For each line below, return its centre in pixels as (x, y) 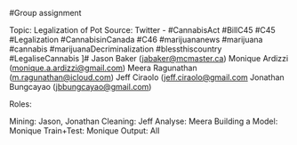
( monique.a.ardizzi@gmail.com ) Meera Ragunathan (103, 68)
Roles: (21, 104)
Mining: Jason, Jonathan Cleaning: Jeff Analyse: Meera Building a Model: (144, 121)
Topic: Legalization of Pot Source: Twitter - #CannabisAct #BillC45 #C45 (142, 30)
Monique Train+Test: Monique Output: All (84, 131)
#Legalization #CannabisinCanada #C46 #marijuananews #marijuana (136, 40)
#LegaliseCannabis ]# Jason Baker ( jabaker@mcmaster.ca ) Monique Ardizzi (149, 58)
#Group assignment (45, 13)
